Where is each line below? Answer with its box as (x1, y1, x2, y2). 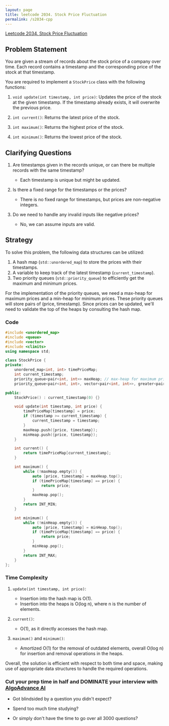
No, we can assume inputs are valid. (20, 221, 96, 227)
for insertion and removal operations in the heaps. (20, 650, 124, 657)
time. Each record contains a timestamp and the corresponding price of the (5, 64, 161, 70)
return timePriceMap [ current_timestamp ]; (23, 451, 112, 456)
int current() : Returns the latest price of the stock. (12, 114, 120, 121)
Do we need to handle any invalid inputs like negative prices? (12, 212, 139, 217)
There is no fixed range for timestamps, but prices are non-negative (20, 197, 161, 202)
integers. (20, 202, 39, 208)
